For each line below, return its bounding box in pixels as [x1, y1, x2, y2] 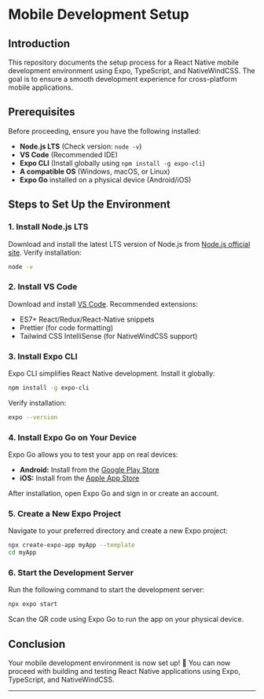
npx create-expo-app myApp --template [8, 541, 135, 550]
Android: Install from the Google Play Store [19, 465, 159, 475]
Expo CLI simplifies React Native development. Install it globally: [8, 368, 215, 378]
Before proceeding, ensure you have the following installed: [8, 126, 201, 135]
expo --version [8, 413, 58, 421]
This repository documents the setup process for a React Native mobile [8, 57, 240, 67]
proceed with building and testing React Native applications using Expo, [8, 667, 241, 676]
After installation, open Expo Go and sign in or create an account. [8, 489, 219, 498]
